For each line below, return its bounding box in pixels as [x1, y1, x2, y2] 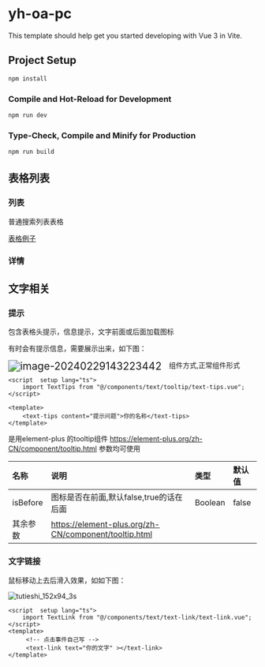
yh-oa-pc [8, 5, 73, 23]
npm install [8, 74, 47, 83]
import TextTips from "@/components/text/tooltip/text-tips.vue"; [22, 384, 245, 392]
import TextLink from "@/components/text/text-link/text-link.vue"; [22, 613, 252, 621]
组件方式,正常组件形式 [168, 361, 241, 370]
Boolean [194, 497, 226, 508]
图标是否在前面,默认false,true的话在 [50, 492, 183, 503]
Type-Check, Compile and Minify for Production [8, 129, 196, 141]
